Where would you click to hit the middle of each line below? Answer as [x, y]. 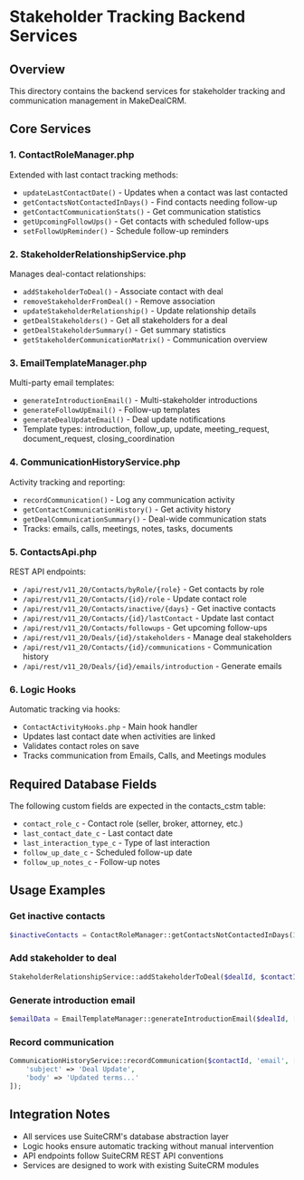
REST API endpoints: [48, 571]
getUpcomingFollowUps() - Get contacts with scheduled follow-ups [146, 221]
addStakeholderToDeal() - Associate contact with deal [123, 291]
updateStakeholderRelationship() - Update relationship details [139, 311]
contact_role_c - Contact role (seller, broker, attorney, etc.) [133, 823]
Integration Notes [60, 1114]
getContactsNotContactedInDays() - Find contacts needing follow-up [150, 202]
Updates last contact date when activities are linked [119, 736]
